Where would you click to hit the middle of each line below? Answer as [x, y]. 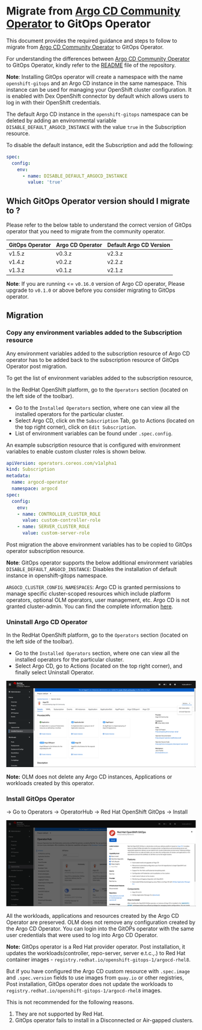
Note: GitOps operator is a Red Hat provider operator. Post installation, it [96, 947]
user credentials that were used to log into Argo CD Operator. [82, 935]
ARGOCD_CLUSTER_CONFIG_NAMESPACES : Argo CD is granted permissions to [93, 587]
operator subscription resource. [46, 551]
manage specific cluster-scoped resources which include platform [88, 594]
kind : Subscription [31, 469]
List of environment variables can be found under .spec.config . [94, 433]
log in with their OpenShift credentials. [54, 102]
